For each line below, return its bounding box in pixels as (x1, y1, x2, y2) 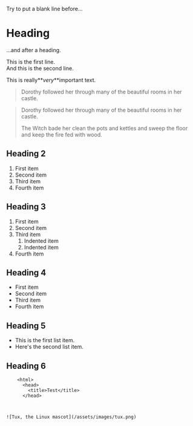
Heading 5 (6, 320, 46, 331)
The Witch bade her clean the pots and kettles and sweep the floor (21, 124, 188, 132)
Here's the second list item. (15, 343, 83, 351)
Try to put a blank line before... (6, 5, 83, 12)
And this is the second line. (6, 64, 74, 72)
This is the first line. (6, 58, 56, 66)
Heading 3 (6, 201, 47, 212)
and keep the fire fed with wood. (21, 130, 102, 138)
